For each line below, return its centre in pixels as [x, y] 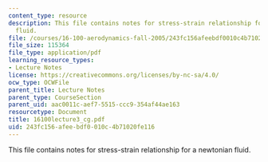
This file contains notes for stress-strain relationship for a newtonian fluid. [130, 149]
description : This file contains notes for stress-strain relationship [130, 23]
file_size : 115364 [39, 45]
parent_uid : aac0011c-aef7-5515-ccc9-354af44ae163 [94, 105]
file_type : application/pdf [55, 53]
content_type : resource [48, 16]
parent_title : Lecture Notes [57, 90]
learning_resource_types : [51, 61]
